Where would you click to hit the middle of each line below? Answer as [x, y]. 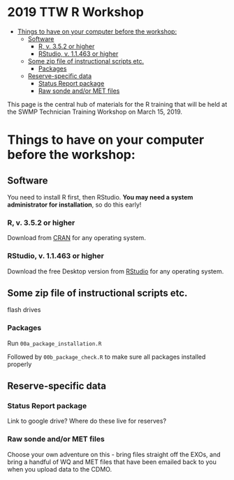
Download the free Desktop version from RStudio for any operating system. [116, 271]
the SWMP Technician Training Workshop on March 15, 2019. [95, 112]
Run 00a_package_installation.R [54, 343]
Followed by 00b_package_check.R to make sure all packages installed [107, 357]
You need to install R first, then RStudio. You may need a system [100, 197]
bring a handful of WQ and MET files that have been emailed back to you [112, 462]
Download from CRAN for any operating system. [77, 238]
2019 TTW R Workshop [76, 12]
